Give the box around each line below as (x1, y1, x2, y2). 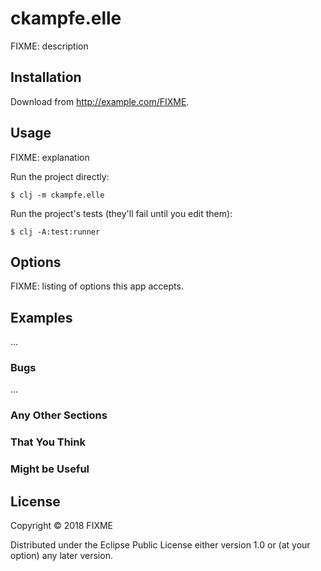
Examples (10, 309, 73, 326)
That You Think (10, 435, 86, 449)
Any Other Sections (10, 408, 108, 422)
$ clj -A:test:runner (10, 227, 101, 237)
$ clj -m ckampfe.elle (10, 190, 105, 200)
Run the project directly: (10, 170, 110, 182)
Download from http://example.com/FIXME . (10, 95, 190, 107)
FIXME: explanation (10, 151, 90, 163)
